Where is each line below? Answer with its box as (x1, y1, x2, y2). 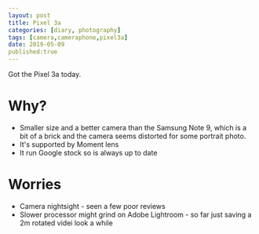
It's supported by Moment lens (19, 139, 119, 149)
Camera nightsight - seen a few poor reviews (19, 201, 166, 210)
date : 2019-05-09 (8, 41, 65, 49)
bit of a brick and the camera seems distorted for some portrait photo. (19, 131, 246, 141)
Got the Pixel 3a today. (8, 70, 82, 79)
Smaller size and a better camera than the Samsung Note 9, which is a (19, 122, 247, 132)
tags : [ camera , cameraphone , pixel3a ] (8, 33, 128, 42)
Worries (8, 176, 61, 193)
